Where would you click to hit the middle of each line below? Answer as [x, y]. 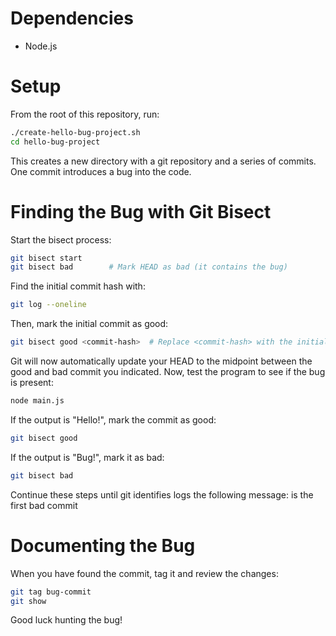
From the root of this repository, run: [85, 114]
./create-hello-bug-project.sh [75, 132]
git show [28, 601]
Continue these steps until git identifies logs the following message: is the [162, 494]
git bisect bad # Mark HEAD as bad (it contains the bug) [149, 267]
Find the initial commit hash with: [78, 286]
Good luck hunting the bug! [66, 620]
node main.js [37, 401]
